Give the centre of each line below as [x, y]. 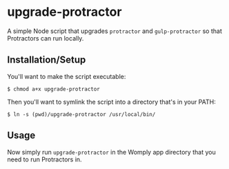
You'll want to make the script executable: [67, 76]
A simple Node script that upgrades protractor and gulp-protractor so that [115, 31]
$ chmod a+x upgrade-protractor [53, 89]
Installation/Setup [47, 60]
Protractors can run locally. [46, 38]
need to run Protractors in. [44, 159]
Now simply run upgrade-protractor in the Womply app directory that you [111, 152]
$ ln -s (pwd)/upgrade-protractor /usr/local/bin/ [81, 114]
